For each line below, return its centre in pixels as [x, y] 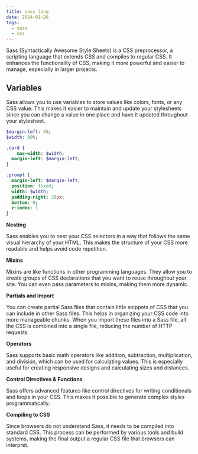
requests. [18, 332]
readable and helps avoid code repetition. [57, 249]
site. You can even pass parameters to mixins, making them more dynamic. [98, 284]
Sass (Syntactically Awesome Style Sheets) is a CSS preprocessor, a [90, 50]
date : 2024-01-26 [27, 17]
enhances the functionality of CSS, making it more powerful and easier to [95, 63]
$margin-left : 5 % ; [29, 132]
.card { [16, 148]
